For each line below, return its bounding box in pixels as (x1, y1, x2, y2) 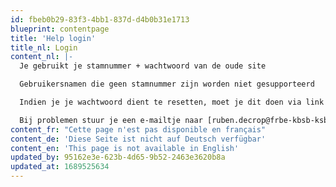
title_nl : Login (10, 42, 78, 53)
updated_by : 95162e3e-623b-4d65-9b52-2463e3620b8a (10, 152, 226, 163)
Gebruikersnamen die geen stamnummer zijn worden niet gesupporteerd (19, 79, 315, 90)
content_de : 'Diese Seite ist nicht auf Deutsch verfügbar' (10, 134, 267, 144)
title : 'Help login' (10, 33, 97, 43)
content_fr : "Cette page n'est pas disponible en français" (10, 124, 267, 135)
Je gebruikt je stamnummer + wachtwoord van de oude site (19, 61, 267, 71)
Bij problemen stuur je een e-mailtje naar (19, 115, 203, 125)
